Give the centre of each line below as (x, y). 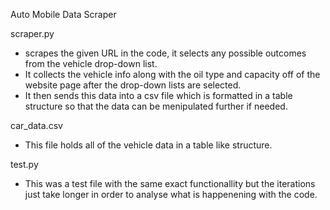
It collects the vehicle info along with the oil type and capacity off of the (172, 74)
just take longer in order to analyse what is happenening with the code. (171, 194)
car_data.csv (36, 125)
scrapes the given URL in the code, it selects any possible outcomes (165, 53)
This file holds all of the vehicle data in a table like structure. (148, 145)
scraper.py (32, 33)
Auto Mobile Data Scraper (63, 14)
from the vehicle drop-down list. (91, 63)
